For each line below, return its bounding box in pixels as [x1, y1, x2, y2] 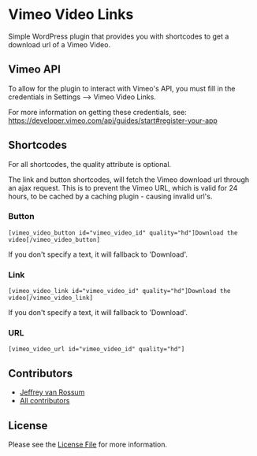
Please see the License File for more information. [8, 439, 168, 450]
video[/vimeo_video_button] [8, 235, 101, 243]
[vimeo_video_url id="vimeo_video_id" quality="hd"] [8, 345, 185, 354]
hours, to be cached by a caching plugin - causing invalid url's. [8, 191, 213, 201]
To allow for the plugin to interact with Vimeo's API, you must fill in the [8, 83, 236, 93]
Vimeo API [8, 63, 61, 76]
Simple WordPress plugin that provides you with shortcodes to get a [8, 32, 229, 41]
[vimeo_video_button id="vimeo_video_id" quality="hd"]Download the [8, 228, 238, 237]
